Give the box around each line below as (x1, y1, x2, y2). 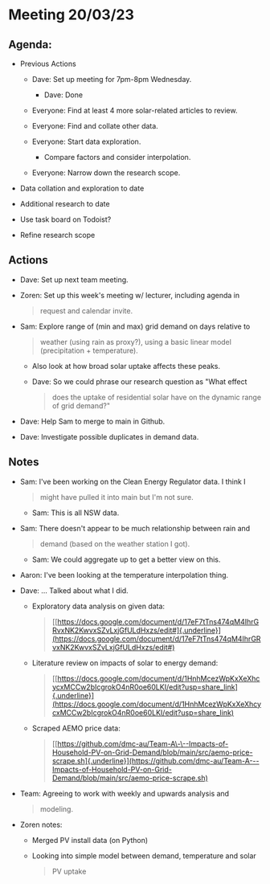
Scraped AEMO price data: (31, 723, 121, 733)
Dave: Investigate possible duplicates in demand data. (19, 432, 199, 441)
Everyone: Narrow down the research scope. (31, 168, 181, 178)
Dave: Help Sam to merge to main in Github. (19, 416, 166, 426)
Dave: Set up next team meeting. (19, 275, 129, 284)
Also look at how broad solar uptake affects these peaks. (31, 361, 221, 370)
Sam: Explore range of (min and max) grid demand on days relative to (19, 321, 251, 331)
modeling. (39, 804, 74, 813)
